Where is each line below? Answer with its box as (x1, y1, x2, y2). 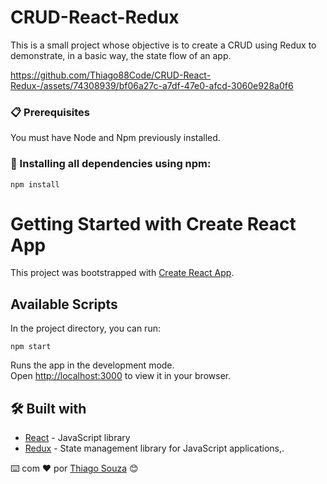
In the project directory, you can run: (10, 322, 161, 335)
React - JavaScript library (24, 432, 131, 444)
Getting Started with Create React (10, 212, 297, 235)
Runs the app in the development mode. (10, 359, 175, 371)
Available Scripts (10, 296, 118, 313)
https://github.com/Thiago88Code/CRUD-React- (10, 69, 212, 81)
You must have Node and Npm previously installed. (10, 132, 221, 144)
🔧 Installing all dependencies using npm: (10, 157, 212, 171)
